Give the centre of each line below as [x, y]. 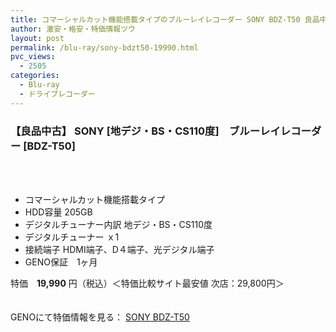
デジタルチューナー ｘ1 [72, 237]
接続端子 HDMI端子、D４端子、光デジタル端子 [119, 249]
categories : [35, 76]
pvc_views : [33, 57]
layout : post [37, 38]
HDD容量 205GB [58, 212]
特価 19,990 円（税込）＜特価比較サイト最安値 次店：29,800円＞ [147, 283]
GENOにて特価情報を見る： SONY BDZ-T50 [100, 317]
